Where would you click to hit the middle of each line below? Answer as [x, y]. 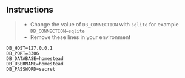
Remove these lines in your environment [80, 37]
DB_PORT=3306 [23, 53]
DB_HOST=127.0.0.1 [29, 48]
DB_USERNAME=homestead [35, 64]
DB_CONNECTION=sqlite [57, 31]
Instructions [30, 10]
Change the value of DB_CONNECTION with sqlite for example [104, 24]
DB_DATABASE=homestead [35, 58]
